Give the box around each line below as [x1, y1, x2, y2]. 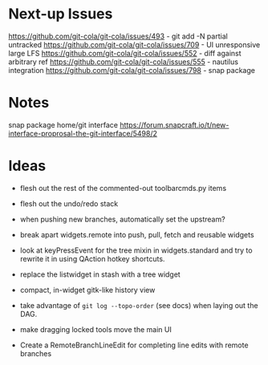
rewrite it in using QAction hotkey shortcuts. [19, 253, 165, 263]
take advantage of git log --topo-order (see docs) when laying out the [19, 300, 258, 310]
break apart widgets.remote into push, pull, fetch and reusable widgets [19, 229, 254, 239]
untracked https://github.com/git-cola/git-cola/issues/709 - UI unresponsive [8, 39, 261, 49]
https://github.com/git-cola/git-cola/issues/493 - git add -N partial [8, 31, 229, 41]
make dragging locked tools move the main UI [19, 324, 173, 334]
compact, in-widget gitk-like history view [19, 285, 156, 294]
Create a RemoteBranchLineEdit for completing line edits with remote [19, 340, 249, 350]
